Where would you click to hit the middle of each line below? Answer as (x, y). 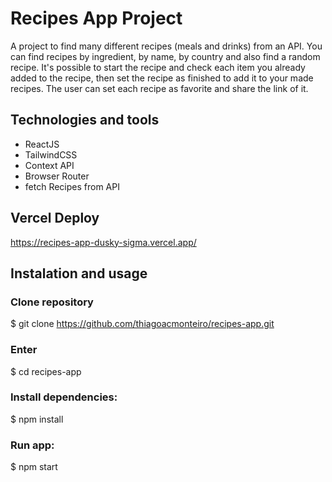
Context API (49, 165)
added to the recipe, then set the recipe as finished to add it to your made (162, 78)
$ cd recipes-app (46, 371)
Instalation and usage (79, 273)
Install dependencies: (64, 397)
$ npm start (34, 467)
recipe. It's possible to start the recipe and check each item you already (158, 67)
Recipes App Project (96, 18)
